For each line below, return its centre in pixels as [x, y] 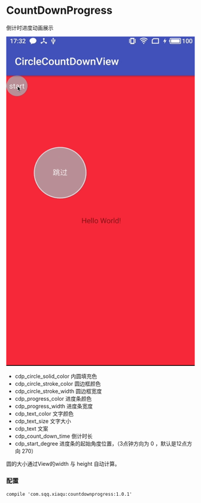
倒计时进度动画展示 [30, 28]
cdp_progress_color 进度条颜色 [53, 398]
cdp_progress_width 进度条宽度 [54, 406]
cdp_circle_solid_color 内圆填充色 [56, 376]
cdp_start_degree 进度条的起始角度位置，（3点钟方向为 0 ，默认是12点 [101, 443]
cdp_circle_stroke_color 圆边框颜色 [58, 383]
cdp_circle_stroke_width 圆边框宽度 [58, 391]
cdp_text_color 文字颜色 [44, 413]
